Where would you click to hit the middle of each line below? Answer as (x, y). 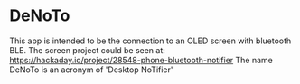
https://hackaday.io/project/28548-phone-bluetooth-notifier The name (141, 60)
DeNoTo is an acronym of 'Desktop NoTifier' (91, 70)
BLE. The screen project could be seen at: (87, 50)
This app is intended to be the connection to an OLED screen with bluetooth (150, 41)
